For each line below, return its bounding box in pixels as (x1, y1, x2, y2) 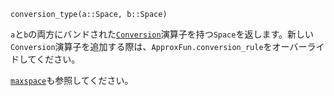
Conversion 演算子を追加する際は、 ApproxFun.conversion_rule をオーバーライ (10, 41, 325, 52)
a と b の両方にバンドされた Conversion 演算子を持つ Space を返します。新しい (10, 28, 315, 40)
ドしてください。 (10, 53, 81, 65)
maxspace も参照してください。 (10, 75, 134, 86)
